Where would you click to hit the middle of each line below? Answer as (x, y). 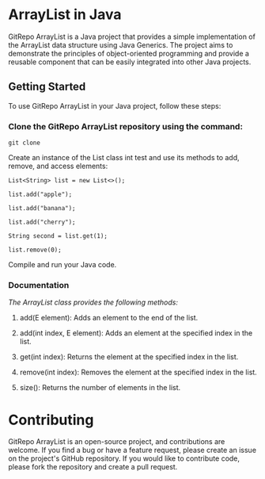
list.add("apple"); (40, 195)
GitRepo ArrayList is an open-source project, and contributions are (117, 442)
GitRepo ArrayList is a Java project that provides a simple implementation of (132, 36)
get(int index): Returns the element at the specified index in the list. (129, 357)
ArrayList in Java (65, 15)
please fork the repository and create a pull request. (93, 467)
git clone (25, 143)
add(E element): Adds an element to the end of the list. (109, 318)
